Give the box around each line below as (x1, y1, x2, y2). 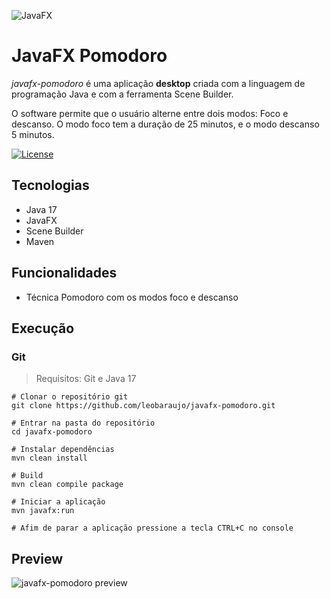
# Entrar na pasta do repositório (11, 418, 156, 429)
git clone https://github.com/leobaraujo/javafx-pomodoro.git (11, 401, 276, 411)
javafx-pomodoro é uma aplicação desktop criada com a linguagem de (11, 77, 306, 89)
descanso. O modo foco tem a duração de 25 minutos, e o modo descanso (11, 118, 320, 130)
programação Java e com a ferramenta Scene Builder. (11, 88, 234, 100)
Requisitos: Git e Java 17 (35, 373, 137, 385)
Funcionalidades (11, 265, 118, 282)
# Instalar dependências (11, 445, 115, 455)
